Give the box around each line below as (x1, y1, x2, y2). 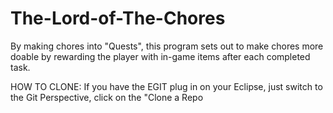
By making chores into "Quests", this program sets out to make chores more (10, 40, 324, 52)
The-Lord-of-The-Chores (10, 7, 226, 30)
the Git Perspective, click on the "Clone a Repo (10, 91, 204, 103)
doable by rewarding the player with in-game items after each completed (10, 50, 311, 62)
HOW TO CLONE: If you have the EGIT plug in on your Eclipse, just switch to (10, 80, 323, 92)
